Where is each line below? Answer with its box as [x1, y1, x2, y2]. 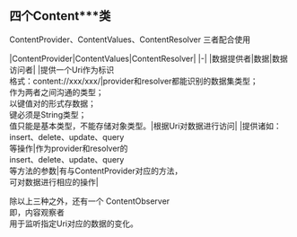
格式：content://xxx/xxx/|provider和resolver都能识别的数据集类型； [9, 75, 258, 86]
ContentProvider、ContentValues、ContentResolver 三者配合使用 [9, 34, 251, 45]
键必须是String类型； [9, 109, 87, 119]
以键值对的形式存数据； [9, 98, 96, 109]
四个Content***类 [9, 8, 111, 24]
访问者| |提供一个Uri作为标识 [9, 64, 115, 75]
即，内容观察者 [9, 206, 65, 217]
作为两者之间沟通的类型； [9, 86, 104, 97]
